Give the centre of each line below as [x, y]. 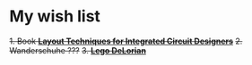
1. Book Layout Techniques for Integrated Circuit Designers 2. [126, 41]
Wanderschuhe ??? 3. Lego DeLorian [78, 50]
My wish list [55, 16]
